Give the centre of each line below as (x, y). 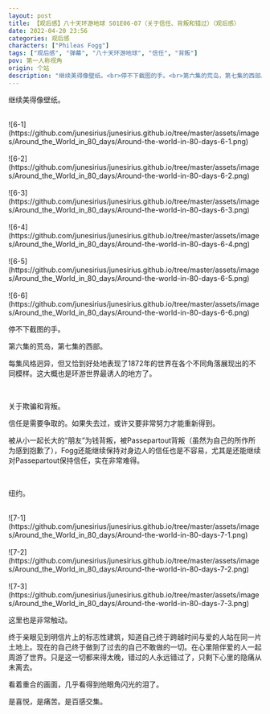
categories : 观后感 (39, 38)
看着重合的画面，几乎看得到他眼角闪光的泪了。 (86, 684)
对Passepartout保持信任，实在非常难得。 (76, 460)
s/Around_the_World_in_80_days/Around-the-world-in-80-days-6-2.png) (129, 175)
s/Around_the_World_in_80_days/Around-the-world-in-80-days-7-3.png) (129, 603)
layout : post (30, 16)
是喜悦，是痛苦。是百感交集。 (57, 701)
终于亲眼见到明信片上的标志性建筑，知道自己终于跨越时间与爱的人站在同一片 (135, 637)
